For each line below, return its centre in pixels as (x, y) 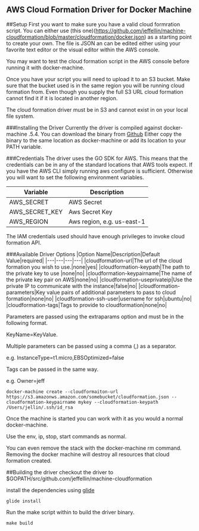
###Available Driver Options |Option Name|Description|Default (83, 254)
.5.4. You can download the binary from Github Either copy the (105, 134)
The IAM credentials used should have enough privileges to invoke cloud (95, 236)
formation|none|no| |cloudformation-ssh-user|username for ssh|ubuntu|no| (99, 299)
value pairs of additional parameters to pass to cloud (111, 292)
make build (20, 523)
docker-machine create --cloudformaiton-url (62, 392)
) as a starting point (168, 37)
